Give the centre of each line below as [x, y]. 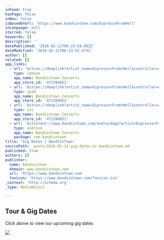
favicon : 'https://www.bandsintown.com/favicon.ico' [64, 178]
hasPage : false [20, 14]
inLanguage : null [23, 28]
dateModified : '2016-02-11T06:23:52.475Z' [49, 50]
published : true [21, 151]
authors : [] [17, 155]
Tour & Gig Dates [31, 211]
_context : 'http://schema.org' [37, 183]
